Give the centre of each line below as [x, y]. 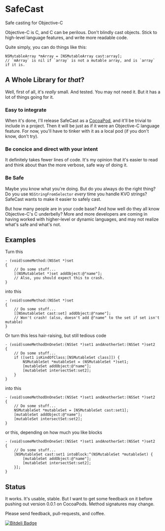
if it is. [15, 65]
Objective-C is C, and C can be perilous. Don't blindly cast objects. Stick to [81, 32]
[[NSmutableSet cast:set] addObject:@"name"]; [63, 314]
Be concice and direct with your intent [51, 149]
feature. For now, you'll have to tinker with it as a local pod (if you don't [77, 131]
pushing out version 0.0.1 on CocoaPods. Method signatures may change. [80, 504]
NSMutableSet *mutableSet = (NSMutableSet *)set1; [76, 362]
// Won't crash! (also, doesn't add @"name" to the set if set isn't [87, 318]
